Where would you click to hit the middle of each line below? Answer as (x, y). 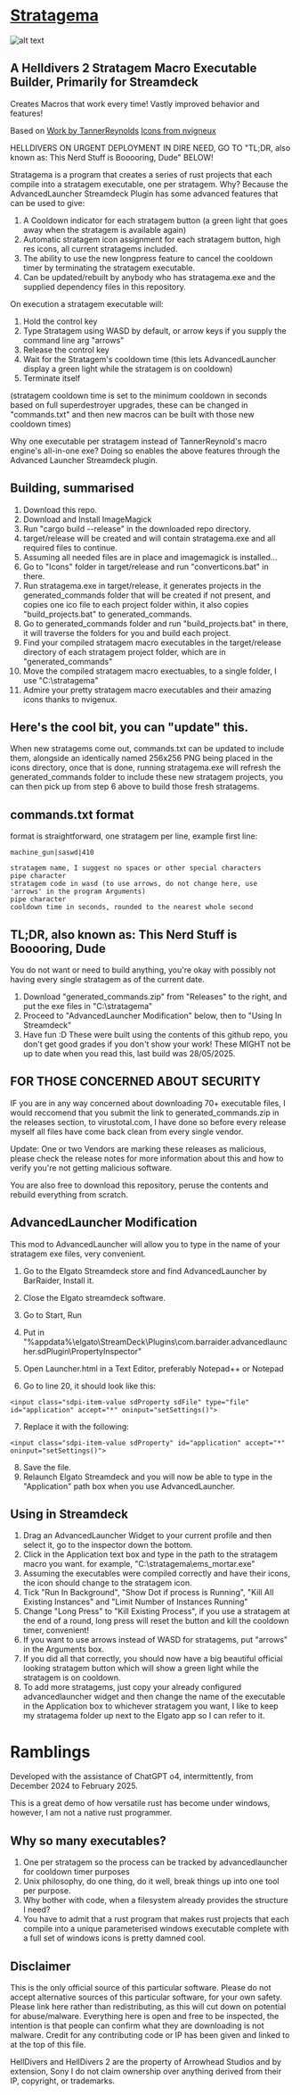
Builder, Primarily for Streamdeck (104, 83)
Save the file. (47, 1467)
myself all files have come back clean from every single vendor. (127, 1131)
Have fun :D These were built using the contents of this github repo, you (155, 1035)
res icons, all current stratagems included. (100, 248)
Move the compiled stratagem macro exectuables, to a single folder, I (150, 671)
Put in (34, 1332)
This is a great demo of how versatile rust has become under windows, (140, 1803)
